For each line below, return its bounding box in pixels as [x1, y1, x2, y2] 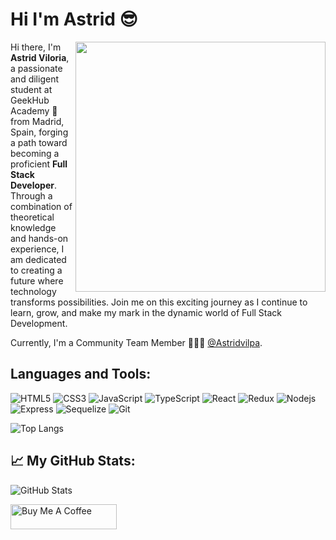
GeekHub [10, 94, 50, 106]
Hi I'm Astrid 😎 [10, 8, 138, 31]
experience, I [10, 243, 65, 255]
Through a [10, 189, 53, 202]
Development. [10, 317, 68, 329]
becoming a [10, 147, 60, 159]
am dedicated [10, 253, 67, 265]
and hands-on [10, 232, 69, 244]
